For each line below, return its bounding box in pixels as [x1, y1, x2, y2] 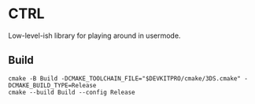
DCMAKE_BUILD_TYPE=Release [8, 81, 97, 89]
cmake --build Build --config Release [8, 88, 135, 96]
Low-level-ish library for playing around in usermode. [8, 31, 181, 40]
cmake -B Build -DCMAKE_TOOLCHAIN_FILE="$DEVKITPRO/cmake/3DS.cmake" [8, 74, 242, 83]
